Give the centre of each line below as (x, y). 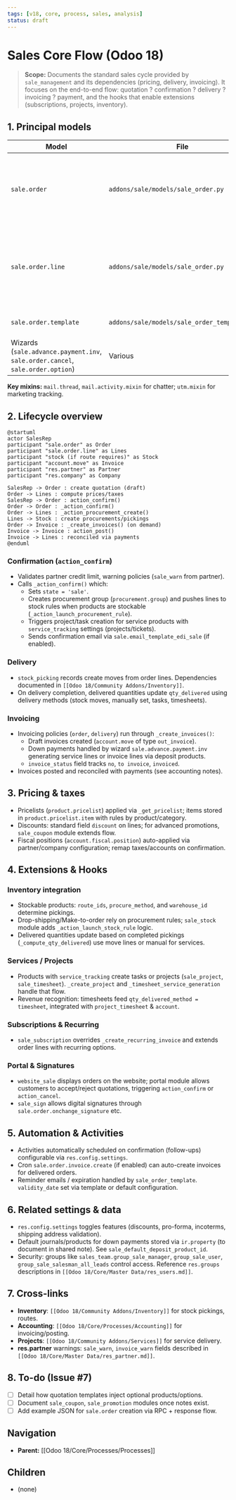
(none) (27, 1489)
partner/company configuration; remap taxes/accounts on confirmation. (122, 847)
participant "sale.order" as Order (59, 445)
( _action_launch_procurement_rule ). (80, 614)
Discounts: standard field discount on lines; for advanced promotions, (118, 825)
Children (26, 1472)
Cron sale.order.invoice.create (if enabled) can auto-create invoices (119, 1165)
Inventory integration (44, 890)
